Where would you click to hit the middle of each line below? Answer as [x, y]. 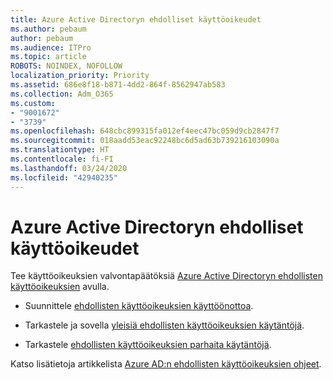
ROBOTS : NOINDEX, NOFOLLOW [66, 66]
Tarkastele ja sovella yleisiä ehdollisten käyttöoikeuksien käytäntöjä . [164, 325]
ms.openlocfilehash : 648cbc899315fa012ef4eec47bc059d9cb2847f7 [145, 131]
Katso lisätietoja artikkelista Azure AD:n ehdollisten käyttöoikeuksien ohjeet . [166, 364]
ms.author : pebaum [48, 29]
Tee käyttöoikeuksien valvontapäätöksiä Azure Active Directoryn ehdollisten [166, 276]
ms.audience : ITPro [51, 47]
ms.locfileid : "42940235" [64, 177]
